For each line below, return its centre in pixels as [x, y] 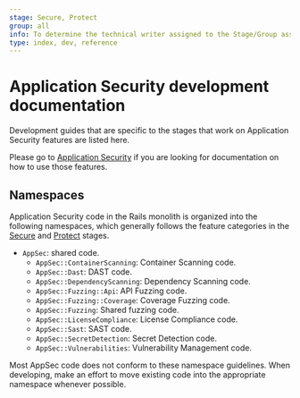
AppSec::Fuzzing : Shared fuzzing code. [108, 310]
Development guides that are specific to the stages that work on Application [149, 131]
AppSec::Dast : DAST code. [83, 272]
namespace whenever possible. [68, 384]
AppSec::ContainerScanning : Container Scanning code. [136, 262]
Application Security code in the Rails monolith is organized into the [133, 216]
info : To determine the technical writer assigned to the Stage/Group [143, 34]
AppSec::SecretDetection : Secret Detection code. [126, 338]
